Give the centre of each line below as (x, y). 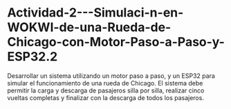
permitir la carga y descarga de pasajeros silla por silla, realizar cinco (106, 90)
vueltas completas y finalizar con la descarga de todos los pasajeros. (105, 97)
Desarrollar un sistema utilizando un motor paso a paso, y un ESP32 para (111, 76)
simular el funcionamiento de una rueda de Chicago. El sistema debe (105, 83)
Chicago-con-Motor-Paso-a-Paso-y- (116, 42)
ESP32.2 (33, 57)
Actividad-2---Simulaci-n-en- (95, 13)
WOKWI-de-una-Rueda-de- (89, 27)
